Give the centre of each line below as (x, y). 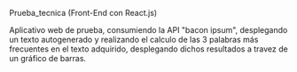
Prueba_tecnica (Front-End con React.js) (83, 13)
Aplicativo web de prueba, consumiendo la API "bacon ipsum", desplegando (148, 30)
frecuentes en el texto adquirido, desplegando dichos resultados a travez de (148, 49)
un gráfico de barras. (48, 58)
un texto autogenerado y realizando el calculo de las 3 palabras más (134, 40)
